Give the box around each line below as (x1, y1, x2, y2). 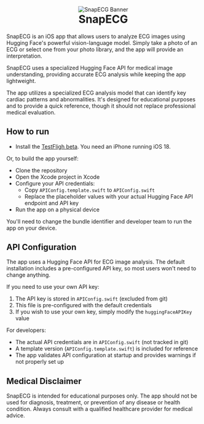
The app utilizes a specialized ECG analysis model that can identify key (6, 89, 186, 96)
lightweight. (6, 77, 36, 84)
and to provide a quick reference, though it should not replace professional (6, 102, 196, 109)
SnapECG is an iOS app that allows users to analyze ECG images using (6, 33, 186, 40)
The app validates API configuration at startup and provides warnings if (15, 351, 197, 359)
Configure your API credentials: (15, 179, 95, 187)
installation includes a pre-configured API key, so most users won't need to (6, 265, 197, 272)
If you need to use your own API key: (6, 283, 100, 291)
